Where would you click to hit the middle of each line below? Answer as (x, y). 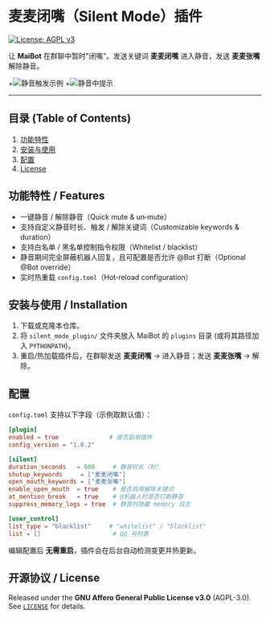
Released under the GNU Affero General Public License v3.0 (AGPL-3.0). (130, 598)
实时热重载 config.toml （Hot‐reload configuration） (106, 277)
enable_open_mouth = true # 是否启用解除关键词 (91, 489)
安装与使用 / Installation (68, 305)
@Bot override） (47, 267)
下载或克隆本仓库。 (52, 326)
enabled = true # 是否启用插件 (80, 438)
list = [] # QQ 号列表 (79, 534)
